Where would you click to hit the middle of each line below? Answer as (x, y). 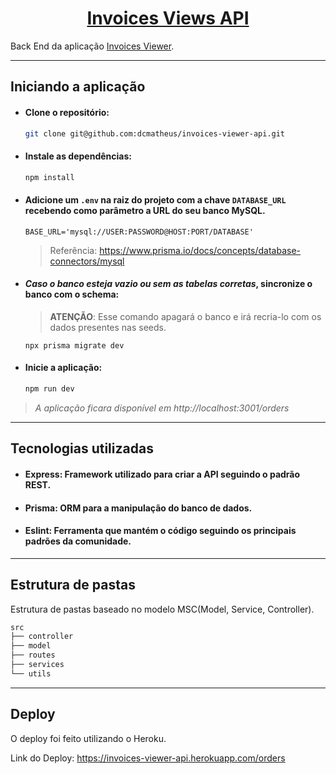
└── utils (31, 673)
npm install (49, 177)
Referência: (73, 250)
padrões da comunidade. (78, 541)
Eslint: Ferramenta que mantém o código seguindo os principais (160, 531)
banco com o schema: (72, 294)
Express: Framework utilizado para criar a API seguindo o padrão (162, 474)
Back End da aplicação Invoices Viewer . (92, 46)
